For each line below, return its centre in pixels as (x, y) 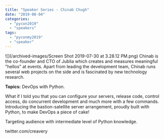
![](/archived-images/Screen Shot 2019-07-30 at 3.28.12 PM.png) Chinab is (82, 56)
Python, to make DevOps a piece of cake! (47, 112)
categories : (17, 19)
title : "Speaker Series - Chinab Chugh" (47, 10)
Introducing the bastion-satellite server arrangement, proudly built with (77, 106)
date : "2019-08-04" (25, 14)
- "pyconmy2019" (26, 38)
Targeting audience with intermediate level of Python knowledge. (71, 121)
